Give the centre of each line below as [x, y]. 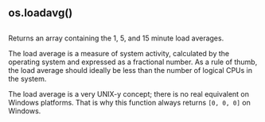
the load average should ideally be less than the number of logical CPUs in [131, 70]
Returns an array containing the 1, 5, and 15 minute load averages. [116, 38]
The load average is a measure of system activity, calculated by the [119, 53]
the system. [27, 78]
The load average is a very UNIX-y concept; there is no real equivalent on [129, 93]
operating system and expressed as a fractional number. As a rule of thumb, [133, 62]
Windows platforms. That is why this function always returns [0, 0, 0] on [129, 102]
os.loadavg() [41, 13]
